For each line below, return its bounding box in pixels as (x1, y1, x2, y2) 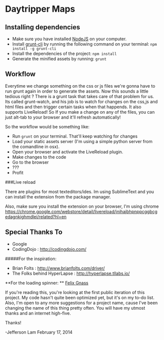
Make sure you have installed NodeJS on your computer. (12, 36, 127, 42)
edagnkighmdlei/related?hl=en (5, 214, 67, 219)
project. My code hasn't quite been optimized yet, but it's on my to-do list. (5, 294, 155, 300)
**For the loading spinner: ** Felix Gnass (5, 280, 89, 286)
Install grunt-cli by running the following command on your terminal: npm (12, 41, 157, 47)
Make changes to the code (12, 154, 67, 160)
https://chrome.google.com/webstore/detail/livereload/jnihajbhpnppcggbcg (5, 208, 158, 214)
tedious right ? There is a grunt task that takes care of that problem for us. (5, 93, 154, 99)
